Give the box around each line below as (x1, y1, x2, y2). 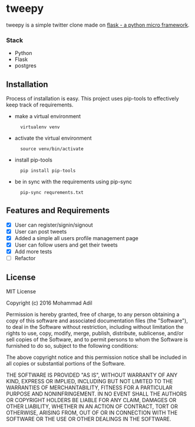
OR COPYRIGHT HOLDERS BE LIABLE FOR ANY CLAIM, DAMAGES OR (6, 397, 177, 404)
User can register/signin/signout (14, 221, 93, 228)
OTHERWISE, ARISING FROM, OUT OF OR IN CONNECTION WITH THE (6, 409, 178, 416)
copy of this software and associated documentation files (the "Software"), (6, 317, 189, 324)
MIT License (6, 288, 37, 295)
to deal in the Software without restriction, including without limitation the (6, 324, 184, 331)
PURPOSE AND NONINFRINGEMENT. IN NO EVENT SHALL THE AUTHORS (6, 390, 187, 397)
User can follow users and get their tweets (14, 241, 118, 248)
